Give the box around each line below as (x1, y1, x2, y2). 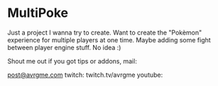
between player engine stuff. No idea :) (7, 43, 121, 51)
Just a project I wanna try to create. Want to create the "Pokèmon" (7, 28, 202, 37)
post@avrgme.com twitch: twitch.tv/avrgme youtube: (7, 70, 163, 79)
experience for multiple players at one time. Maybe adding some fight (7, 35, 211, 44)
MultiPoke (7, 5, 69, 21)
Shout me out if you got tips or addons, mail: (7, 56, 137, 65)
